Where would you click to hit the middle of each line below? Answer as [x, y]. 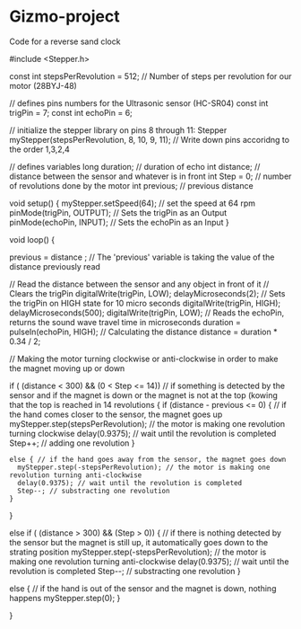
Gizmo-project [64, 17]
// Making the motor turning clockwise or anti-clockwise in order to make [144, 359]
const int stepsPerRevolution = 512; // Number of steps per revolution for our [150, 76]
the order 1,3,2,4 [39, 149]
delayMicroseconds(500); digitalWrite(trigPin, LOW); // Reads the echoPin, [147, 313]
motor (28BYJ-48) [43, 85]
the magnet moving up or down [67, 368]
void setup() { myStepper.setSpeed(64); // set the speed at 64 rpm [133, 203]
